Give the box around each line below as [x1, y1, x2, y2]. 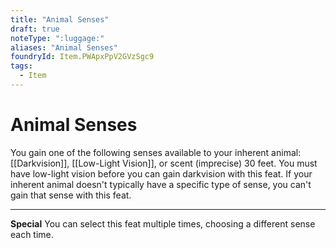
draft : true [10, 24, 60, 34]
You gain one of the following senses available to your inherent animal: [10, 146, 302, 158]
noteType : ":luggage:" [10, 33, 105, 43]
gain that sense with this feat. [10, 189, 132, 201]
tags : [10, 61, 33, 71]
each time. [10, 228, 54, 240]
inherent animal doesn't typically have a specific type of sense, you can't [10, 178, 312, 190]
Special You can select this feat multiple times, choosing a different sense [10, 217, 316, 230]
